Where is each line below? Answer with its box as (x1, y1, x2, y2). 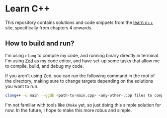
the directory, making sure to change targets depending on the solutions (5, 78, 153, 84)
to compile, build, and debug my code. (5, 63, 84, 69)
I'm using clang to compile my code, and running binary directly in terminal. (5, 52, 160, 58)
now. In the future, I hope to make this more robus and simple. (5, 107, 132, 113)
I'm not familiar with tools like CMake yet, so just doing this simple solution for (5, 102, 162, 108)
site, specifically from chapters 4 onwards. (5, 24, 93, 30)
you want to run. (5, 83, 39, 89)
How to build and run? (5, 39, 75, 48)
